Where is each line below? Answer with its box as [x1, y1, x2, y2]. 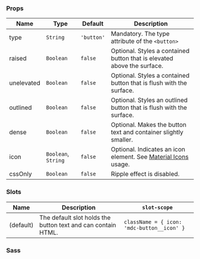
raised [9, 54, 27, 63]
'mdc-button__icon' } [124, 224, 186, 231]
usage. [111, 160, 130, 168]
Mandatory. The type [111, 30, 170, 38]
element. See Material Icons [111, 153, 189, 161]
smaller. [111, 135, 133, 144]
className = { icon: [124, 218, 182, 225]
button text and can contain [39, 221, 117, 229]
